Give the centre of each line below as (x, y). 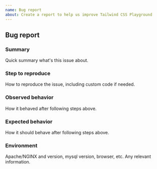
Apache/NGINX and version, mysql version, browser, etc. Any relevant (78, 156)
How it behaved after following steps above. (51, 108)
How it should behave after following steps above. (57, 133)
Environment (21, 146)
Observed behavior (30, 97)
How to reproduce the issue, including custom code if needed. (70, 84)
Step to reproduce (28, 74)
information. (18, 162)
